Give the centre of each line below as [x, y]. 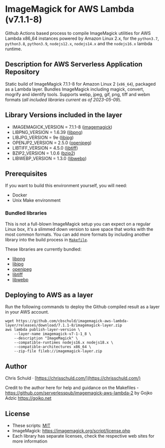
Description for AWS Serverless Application [74, 64]
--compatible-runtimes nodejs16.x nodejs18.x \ [64, 343]
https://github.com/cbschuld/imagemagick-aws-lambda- [72, 321]
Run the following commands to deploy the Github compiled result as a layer [82, 307]
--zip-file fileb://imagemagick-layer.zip [58, 351]
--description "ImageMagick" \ [46, 338]
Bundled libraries [26, 213]
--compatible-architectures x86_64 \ [53, 347]
